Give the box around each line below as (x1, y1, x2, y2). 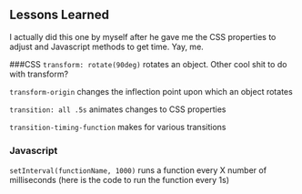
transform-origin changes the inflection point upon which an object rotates (9, 86, 293, 97)
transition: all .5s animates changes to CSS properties (9, 104, 226, 115)
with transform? (9, 68, 69, 79)
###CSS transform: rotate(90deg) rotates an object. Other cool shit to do (9, 58, 287, 69)
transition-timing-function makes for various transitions (9, 121, 226, 132)
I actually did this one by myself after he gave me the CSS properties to (9, 31, 277, 42)
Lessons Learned (9, 7, 109, 23)
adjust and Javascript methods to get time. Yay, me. (9, 41, 205, 52)
